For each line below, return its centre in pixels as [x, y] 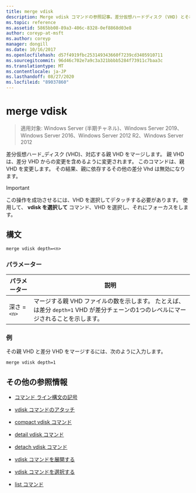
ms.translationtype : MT [35, 66]
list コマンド [29, 484]
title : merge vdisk [30, 11]
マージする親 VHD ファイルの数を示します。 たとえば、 [109, 301]
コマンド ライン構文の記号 [46, 397]
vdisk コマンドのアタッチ [45, 410]
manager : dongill [27, 44]
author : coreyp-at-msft [35, 33]
